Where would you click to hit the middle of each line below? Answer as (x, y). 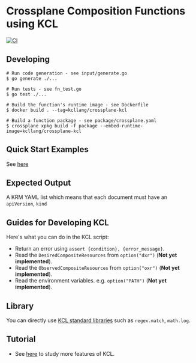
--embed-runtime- (122, 126)
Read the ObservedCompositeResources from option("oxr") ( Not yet (97, 268)
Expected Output (39, 182)
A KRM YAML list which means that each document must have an (87, 197)
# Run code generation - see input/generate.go (67, 73)
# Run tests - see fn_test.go (44, 89)
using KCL (32, 24)
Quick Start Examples (47, 149)
